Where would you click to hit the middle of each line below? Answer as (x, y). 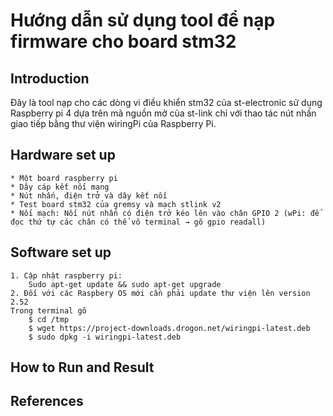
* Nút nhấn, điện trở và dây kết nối (89, 195)
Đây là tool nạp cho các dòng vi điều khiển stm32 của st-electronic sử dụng (166, 102)
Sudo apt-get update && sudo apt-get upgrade (125, 284)
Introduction (50, 78)
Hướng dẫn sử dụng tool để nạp (143, 20)
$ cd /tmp (49, 319)
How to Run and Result (82, 367)
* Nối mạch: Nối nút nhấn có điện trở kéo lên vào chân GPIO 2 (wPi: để (165, 213)
